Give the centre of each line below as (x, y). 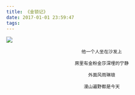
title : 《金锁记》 (27, 12)
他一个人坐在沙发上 (102, 52)
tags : (13, 23)
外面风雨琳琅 (102, 75)
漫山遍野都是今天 (102, 87)
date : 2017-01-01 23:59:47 (40, 17)
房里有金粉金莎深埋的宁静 (102, 64)
